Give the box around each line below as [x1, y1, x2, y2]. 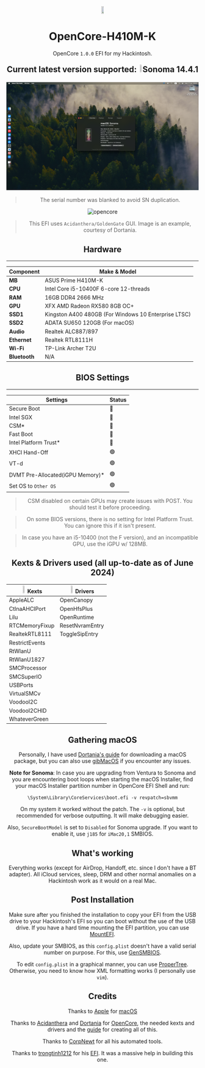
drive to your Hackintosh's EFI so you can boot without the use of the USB [9, 917, 196, 925]
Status [109, 396, 127, 403]
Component [9, 268, 40, 275]
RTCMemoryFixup [9, 622, 55, 629]
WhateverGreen [9, 715, 49, 723]
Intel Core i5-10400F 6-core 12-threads [45, 285, 151, 292]
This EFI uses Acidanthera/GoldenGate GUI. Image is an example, [29, 220, 192, 228]
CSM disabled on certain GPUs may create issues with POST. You [27, 497, 193, 504]
